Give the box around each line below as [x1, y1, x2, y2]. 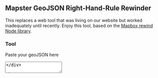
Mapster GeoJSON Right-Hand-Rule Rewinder [5, 4, 152, 12]
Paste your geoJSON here [5, 52, 59, 58]
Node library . [5, 27, 32, 34]
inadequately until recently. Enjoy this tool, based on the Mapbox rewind [5, 22, 153, 28]
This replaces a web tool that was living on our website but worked [5, 17, 143, 23]
